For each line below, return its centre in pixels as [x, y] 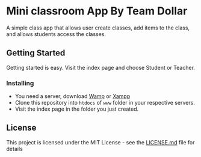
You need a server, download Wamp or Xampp [73, 96]
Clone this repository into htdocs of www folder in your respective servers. [105, 103]
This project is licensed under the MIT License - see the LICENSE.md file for [100, 142]
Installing [20, 83]
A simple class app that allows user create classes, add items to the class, [98, 28]
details [14, 149]
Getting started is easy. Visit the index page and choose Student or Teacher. [101, 67]
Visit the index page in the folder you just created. [77, 109]
